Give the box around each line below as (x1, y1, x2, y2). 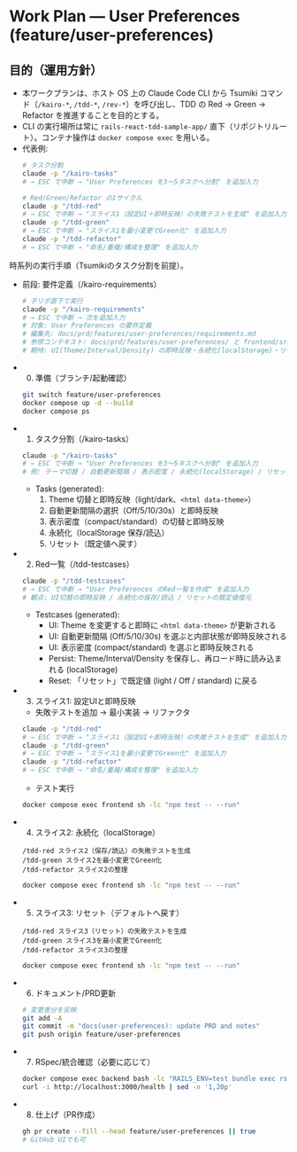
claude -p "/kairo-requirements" (21, 304, 146, 314)
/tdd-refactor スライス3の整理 (21, 945, 128, 954)
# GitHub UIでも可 (21, 1135, 87, 1144)
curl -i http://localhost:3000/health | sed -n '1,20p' (21, 1083, 232, 1092)
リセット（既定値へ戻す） (48, 538, 142, 549)
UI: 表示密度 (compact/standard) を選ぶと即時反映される (48, 641, 255, 653)
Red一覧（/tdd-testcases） (34, 559, 134, 569)
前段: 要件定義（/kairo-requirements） (21, 278, 162, 289)
